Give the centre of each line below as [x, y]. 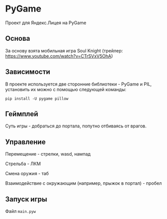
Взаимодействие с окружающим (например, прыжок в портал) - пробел [83, 183]
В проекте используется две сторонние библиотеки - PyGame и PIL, [78, 84]
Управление [26, 142]
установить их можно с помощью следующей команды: [66, 89]
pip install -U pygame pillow [37, 99]
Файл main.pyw [21, 211]
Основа [18, 39]
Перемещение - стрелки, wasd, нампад [48, 154]
